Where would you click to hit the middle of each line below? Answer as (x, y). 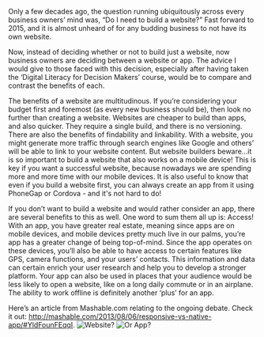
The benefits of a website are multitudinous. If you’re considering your (123, 101)
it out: (18, 316)
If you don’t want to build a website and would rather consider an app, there (132, 208)
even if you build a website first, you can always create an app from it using (131, 185)
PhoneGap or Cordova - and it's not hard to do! (85, 193)
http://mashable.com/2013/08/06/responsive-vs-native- (120, 316)
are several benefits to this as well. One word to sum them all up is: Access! (131, 217)
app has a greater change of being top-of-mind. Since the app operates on (130, 242)
